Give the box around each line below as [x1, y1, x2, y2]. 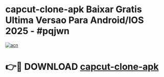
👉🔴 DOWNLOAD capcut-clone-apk [5, 61, 159, 72]
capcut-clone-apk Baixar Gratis [5, 4, 142, 15]
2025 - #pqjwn [5, 25, 70, 37]
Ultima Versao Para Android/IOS [5, 14, 144, 26]
